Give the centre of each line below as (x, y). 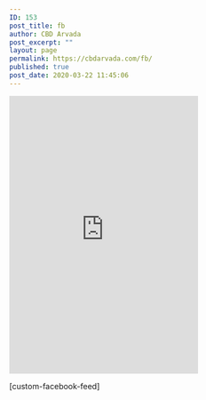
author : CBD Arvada (45, 34)
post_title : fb (37, 26)
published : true (39, 68)
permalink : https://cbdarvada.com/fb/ (81, 59)
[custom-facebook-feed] (55, 386)
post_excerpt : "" (41, 42)
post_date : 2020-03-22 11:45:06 (69, 76)
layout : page (33, 51)
